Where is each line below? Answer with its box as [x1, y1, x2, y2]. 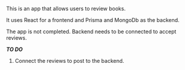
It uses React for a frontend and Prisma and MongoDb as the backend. [6, 17, 180, 23]
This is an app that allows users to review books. [6, 5, 126, 12]
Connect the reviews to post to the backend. [14, 58, 124, 64]
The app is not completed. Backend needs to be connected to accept [6, 28, 177, 35]
